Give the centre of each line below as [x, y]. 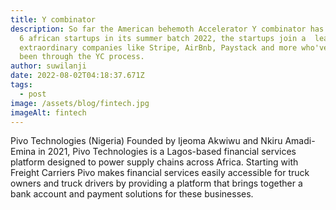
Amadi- [300, 141]
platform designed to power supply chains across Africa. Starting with [154, 162]
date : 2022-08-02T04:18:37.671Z [77, 76]
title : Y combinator [53, 19]
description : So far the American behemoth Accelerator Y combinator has [167, 29]
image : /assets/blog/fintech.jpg [80, 103]
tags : [21, 85]
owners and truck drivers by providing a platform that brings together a [156, 183]
